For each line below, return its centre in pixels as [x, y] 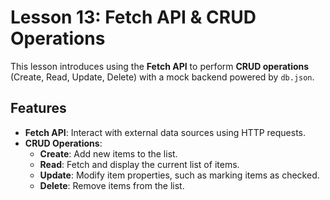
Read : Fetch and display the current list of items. [139, 164]
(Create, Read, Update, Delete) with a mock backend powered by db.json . [162, 77]
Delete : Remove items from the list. [112, 185]
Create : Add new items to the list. [108, 153]
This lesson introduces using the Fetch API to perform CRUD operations [160, 66]
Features [38, 108]
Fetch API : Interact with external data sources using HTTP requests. [165, 132]
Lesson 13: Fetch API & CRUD [133, 17]
